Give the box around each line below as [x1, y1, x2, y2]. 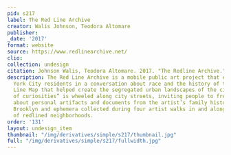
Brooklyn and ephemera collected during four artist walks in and [13, 106, 208, 112]
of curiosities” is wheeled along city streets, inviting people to [13, 93, 214, 100]
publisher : [7, 29, 38, 36]
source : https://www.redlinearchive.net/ [7, 49, 128, 56]
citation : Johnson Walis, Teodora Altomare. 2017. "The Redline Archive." [7, 67, 226, 74]
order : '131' [7, 118, 45, 126]
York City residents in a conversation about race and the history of [13, 80, 220, 87]
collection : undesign [7, 61, 69, 68]
